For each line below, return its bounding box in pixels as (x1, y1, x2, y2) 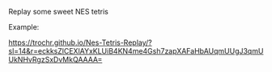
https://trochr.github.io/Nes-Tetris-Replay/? (8, 38, 152, 47)
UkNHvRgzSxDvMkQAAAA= (8, 55, 103, 64)
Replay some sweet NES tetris (8, 7, 109, 16)
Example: (8, 22, 40, 31)
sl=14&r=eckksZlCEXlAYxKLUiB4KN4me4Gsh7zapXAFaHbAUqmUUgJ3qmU (8, 46, 264, 55)
